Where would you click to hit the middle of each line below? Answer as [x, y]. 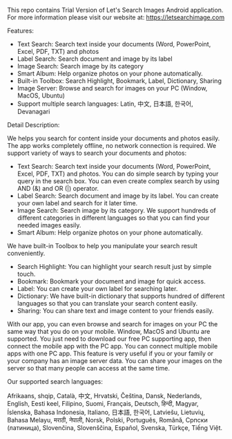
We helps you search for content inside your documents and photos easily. [114, 138]
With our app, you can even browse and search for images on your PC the [113, 324]
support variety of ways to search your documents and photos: [97, 153]
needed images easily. [49, 225]
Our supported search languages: [55, 382]
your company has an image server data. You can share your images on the [115, 361]
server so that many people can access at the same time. [89, 368]
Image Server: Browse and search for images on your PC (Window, [112, 88]
